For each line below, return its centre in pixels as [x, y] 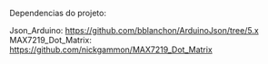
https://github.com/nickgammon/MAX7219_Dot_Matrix [111, 50]
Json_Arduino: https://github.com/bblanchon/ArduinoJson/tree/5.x [134, 30]
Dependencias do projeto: [58, 13]
